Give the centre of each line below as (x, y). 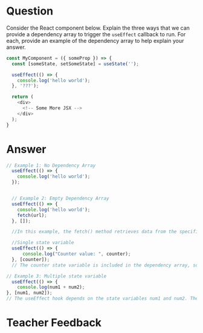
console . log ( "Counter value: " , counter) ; (76, 254)
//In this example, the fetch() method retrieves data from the (94, 232)
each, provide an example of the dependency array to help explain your (95, 40)
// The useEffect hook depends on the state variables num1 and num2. (97, 299)
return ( (23, 97)
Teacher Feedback (54, 323)
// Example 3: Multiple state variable (56, 276)
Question (30, 11)
